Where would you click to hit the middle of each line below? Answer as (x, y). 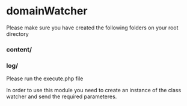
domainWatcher (47, 11)
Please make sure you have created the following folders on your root (92, 28)
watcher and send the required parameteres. (62, 96)
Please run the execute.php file (45, 78)
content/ (19, 49)
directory (17, 34)
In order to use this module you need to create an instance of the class (94, 90)
